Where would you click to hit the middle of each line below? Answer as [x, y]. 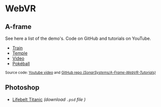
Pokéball [21, 64]
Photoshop [22, 88]
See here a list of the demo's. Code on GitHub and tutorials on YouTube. [78, 38]
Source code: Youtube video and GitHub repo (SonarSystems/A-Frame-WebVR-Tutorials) [80, 73]
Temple [20, 53]
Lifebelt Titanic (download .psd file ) [49, 99]
